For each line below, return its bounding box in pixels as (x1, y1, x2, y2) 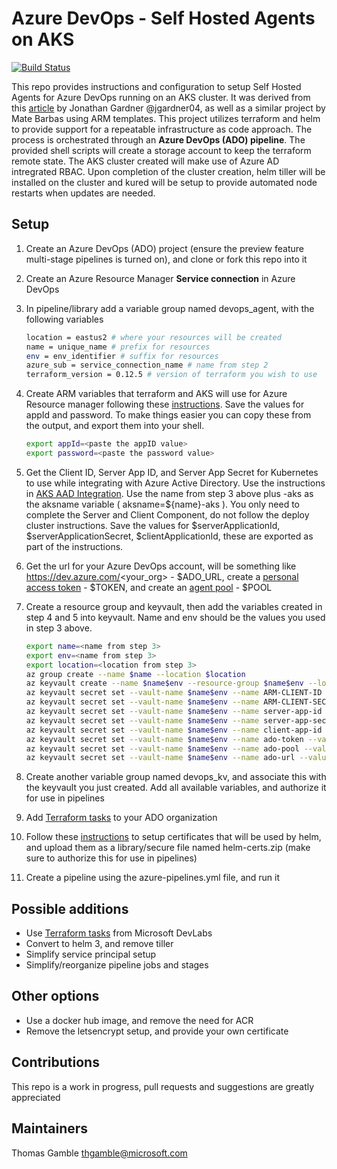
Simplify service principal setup (25, 948, 157, 961)
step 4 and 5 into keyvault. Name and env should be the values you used (25, 611, 326, 623)
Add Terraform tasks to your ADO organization (25, 812, 218, 824)
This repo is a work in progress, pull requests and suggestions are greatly (11, 1080, 315, 1092)
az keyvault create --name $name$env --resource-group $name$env (25, 678, 304, 689)
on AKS (11, 28, 75, 51)
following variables (25, 313, 104, 325)
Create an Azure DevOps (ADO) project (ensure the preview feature (25, 242, 304, 254)
